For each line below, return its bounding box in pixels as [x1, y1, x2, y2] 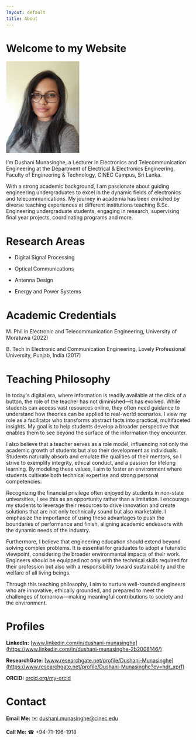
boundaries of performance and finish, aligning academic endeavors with [6, 521, 183, 528]
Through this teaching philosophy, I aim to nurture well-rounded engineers [6, 581, 185, 588]
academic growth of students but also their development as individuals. [6, 447, 178, 454]
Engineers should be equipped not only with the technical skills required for [6, 557, 188, 564]
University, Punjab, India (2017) [6, 352, 81, 359]
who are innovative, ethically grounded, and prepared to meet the [6, 587, 164, 594]
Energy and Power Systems [14, 288, 81, 295]
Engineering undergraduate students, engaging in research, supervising [6, 208, 180, 215]
